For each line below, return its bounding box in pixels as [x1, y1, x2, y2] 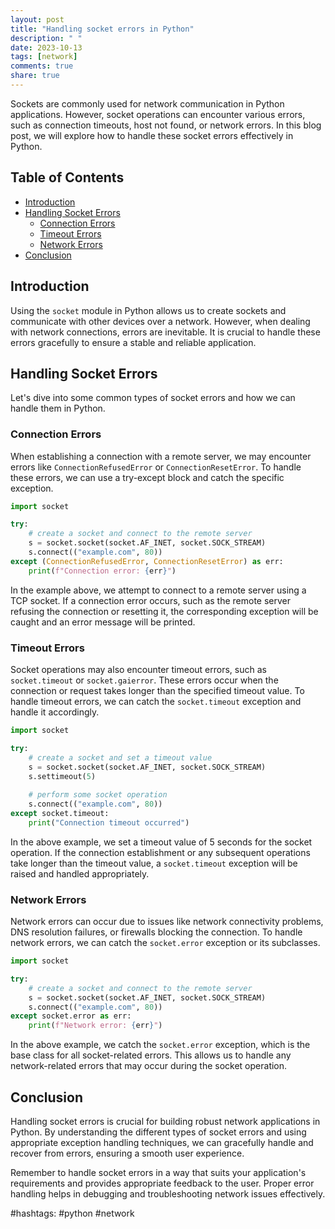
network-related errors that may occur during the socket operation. [10, 1060, 288, 1072]
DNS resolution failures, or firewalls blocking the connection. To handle [10, 926, 303, 938]
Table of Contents [10, 169, 125, 186]
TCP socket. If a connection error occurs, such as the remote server [10, 594, 292, 606]
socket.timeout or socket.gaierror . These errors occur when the [10, 674, 279, 686]
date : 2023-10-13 [10, 42, 83, 53]
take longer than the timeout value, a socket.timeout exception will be [10, 857, 298, 869]
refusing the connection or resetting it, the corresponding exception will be [10, 605, 319, 617]
